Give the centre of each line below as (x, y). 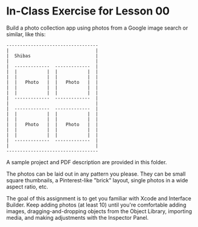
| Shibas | (52, 56)
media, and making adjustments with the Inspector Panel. (78, 217)
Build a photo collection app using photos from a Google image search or (97, 28)
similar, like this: (26, 34)
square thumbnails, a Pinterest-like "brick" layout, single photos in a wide (97, 180)
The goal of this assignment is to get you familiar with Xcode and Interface (99, 198)
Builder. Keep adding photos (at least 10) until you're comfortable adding (96, 205)
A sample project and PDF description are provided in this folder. (87, 162)
